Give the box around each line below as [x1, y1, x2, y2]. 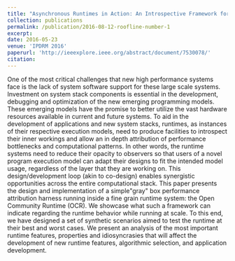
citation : [7, 56, 36, 63]
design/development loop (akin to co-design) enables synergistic [7, 171, 195, 180]
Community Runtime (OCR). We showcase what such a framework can [7, 201, 211, 210]
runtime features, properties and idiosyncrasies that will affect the [7, 231, 197, 239]
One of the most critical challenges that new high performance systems [7, 75, 214, 83]
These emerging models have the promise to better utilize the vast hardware [7, 104, 227, 113]
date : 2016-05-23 [7, 36, 58, 43]
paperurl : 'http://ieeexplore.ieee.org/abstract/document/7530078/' [7, 50, 211, 57]
